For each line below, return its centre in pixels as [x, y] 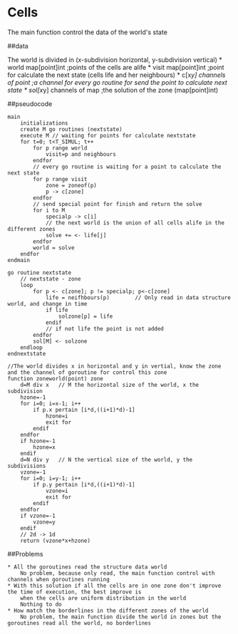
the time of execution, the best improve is [74, 592]
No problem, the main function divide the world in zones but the [121, 617]
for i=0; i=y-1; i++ [51, 478]
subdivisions [27, 466]
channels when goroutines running [59, 579]
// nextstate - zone [51, 279]
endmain [19, 260]
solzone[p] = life [86, 316]
